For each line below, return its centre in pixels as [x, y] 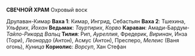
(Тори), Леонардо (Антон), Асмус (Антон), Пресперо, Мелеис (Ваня [93, 40]
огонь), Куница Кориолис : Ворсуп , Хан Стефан [66, 46]
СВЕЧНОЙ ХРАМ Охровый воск [47, 10]
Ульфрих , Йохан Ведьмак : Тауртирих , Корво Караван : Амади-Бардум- [98, 28]
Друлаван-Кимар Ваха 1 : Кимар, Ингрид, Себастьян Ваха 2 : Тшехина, [96, 21]
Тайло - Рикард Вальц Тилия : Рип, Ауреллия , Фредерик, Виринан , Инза [97, 34]
